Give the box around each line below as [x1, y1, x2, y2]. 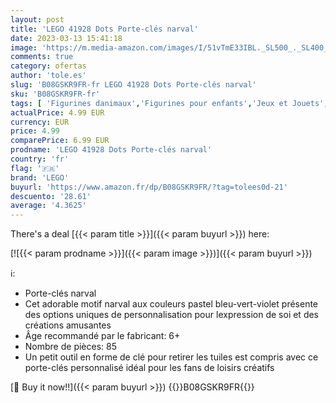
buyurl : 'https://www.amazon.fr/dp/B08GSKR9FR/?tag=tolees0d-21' [10, 182, 288, 192]
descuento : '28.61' [10, 191, 92, 201]
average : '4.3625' [10, 201, 87, 211]
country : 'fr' [10, 154, 70, 164]
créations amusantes [24, 319, 112, 331]
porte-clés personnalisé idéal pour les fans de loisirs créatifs [24, 362, 275, 374]
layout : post [10, 14, 65, 25]
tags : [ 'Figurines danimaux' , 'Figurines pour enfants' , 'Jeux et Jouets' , [10, 98, 329, 108]
